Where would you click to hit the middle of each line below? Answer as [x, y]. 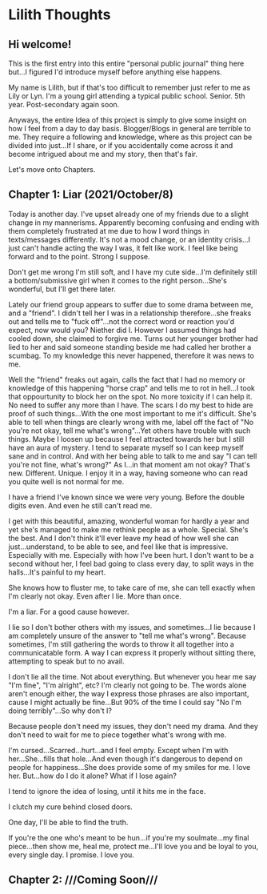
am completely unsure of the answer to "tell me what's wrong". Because [127, 635]
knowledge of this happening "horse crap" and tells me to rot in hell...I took [132, 388]
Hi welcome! [40, 44]
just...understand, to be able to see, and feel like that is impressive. [118, 547]
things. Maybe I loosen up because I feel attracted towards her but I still [126, 439]
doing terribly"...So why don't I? [60, 711]
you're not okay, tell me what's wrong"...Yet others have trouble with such [130, 431]
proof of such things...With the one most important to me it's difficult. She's [133, 413]
